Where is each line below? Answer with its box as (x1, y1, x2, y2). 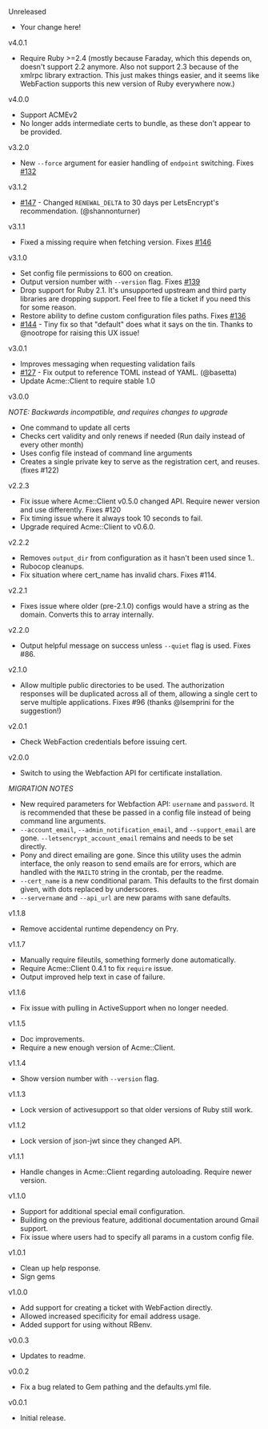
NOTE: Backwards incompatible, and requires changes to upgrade (8, 407, 228, 416)
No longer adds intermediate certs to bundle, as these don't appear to (19, 119, 250, 128)
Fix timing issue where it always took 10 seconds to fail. (19, 513, 203, 523)
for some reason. (19, 302, 77, 312)
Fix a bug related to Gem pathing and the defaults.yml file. (19, 1382, 212, 1391)
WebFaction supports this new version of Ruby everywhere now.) (19, 79, 235, 88)
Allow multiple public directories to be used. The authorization (19, 681, 226, 690)
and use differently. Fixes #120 (19, 505, 122, 514)
